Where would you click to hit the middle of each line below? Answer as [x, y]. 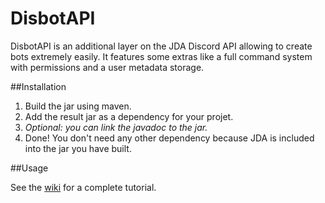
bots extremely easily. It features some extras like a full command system [161, 56]
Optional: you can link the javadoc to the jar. [116, 127]
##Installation [38, 86]
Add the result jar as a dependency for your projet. [129, 116]
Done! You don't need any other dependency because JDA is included [169, 138]
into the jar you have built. [78, 148]
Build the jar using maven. [78, 106]
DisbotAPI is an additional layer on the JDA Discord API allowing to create [161, 46]
